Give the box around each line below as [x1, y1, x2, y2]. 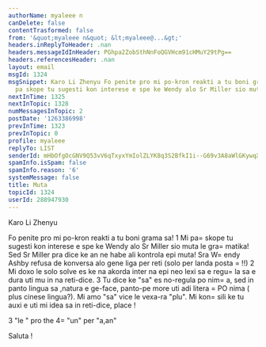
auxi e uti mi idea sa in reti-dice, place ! [8, 300, 136, 310]
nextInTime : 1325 [8, 93, 66, 101]
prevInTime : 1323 [8, 122, 66, 130]
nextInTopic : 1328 [8, 100, 69, 108]
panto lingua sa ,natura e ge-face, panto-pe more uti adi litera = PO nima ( [8, 283, 250, 293]
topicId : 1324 [8, 188, 55, 196]
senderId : [8, 151, 41, 159]
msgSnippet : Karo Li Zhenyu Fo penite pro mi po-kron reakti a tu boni [8, 78, 249, 86]
